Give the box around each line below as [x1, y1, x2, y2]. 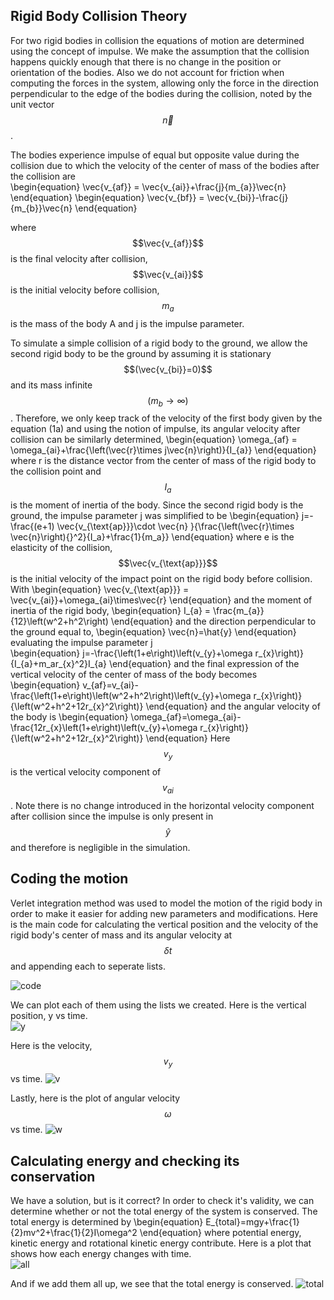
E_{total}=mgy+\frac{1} [205, 1216, 300, 1228]
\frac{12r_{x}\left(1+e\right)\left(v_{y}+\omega [10, 722, 198, 734]
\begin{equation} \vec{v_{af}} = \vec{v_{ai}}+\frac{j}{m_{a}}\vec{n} [10, 180, 287, 193]
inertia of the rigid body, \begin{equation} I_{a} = [10, 605, 212, 617]
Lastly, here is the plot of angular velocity [10, 1092, 181, 1104]
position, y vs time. [10, 1009, 88, 1021]
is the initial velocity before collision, [10, 284, 160, 296]
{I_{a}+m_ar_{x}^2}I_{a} [10, 658, 107, 670]
